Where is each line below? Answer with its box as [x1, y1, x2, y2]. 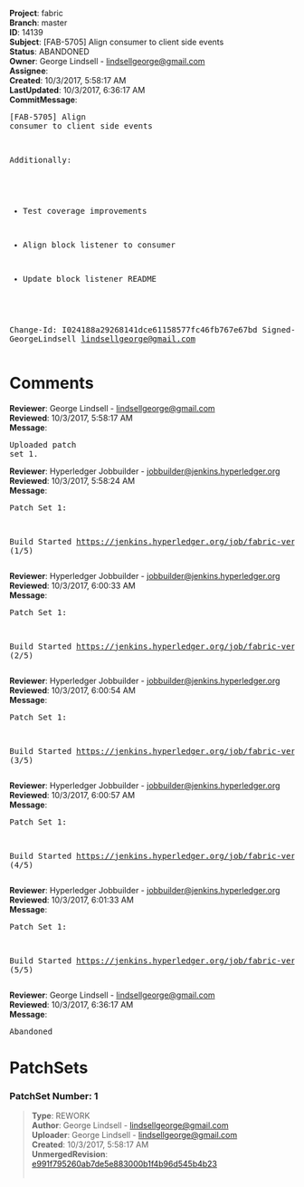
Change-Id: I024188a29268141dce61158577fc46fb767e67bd [9, 325, 258, 334]
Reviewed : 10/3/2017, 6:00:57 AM [9, 789, 136, 800]
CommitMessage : [9, 94, 78, 105]
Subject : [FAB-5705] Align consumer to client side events [9, 36, 224, 47]
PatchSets [9, 1057, 89, 1078]
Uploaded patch [9, 439, 77, 449]
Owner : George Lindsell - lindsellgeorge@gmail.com [9, 56, 205, 66]
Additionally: [9, 155, 72, 165]
